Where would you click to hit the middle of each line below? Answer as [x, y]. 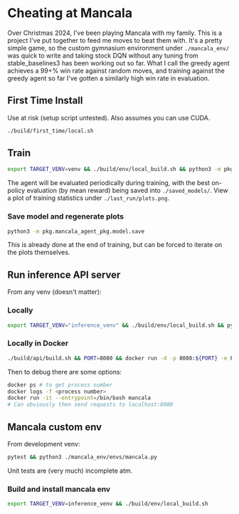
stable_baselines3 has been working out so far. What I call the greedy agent [118, 63]
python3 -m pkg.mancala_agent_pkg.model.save [76, 231]
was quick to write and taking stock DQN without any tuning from [103, 56]
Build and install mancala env [59, 489]
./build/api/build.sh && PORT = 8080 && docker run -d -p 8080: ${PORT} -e [117, 358]
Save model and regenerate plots [66, 216]
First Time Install [45, 101]
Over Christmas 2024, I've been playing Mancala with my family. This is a [115, 33]
